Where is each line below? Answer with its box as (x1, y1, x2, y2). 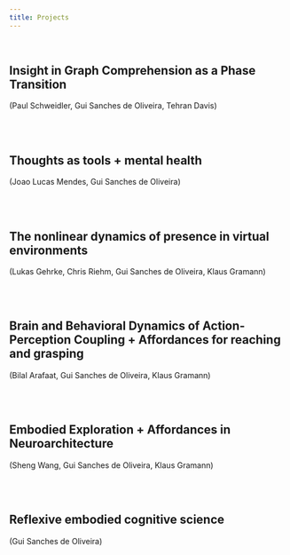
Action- (202, 319, 246, 334)
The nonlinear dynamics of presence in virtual (9, 228, 270, 244)
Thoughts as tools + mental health (9, 153, 202, 168)
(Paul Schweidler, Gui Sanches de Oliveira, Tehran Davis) (9, 100, 217, 111)
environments (9, 242, 89, 258)
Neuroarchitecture (9, 436, 114, 451)
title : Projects (9, 12, 69, 22)
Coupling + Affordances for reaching (74, 332, 281, 347)
